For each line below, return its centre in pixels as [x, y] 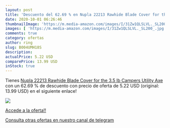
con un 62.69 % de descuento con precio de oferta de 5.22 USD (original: [82, 86]
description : [19, 52]
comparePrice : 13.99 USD [31, 61]
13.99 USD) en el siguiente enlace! [41, 91]
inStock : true [20, 66]
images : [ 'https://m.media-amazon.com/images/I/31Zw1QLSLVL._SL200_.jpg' [86, 29]
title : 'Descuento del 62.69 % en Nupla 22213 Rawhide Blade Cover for [82, 15]
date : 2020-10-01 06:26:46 [34, 19]
